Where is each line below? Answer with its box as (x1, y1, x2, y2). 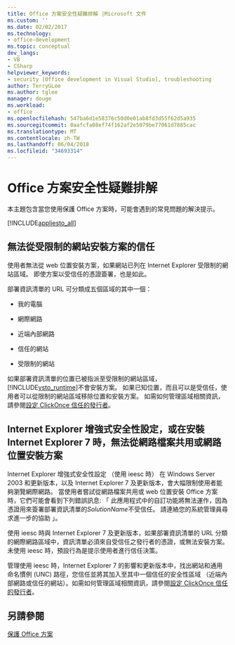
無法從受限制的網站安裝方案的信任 (7, 241, 155, 253)
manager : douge (7, 96, 52, 103)
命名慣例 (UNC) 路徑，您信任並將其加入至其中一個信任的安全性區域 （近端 (7, 570, 222, 578)
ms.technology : (7, 30, 52, 37)
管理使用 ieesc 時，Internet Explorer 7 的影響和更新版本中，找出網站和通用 (7, 561, 223, 570)
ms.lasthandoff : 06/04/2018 (7, 141, 90, 148)
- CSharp (7, 63, 33, 70)
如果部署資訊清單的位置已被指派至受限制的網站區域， (7, 374, 161, 383)
